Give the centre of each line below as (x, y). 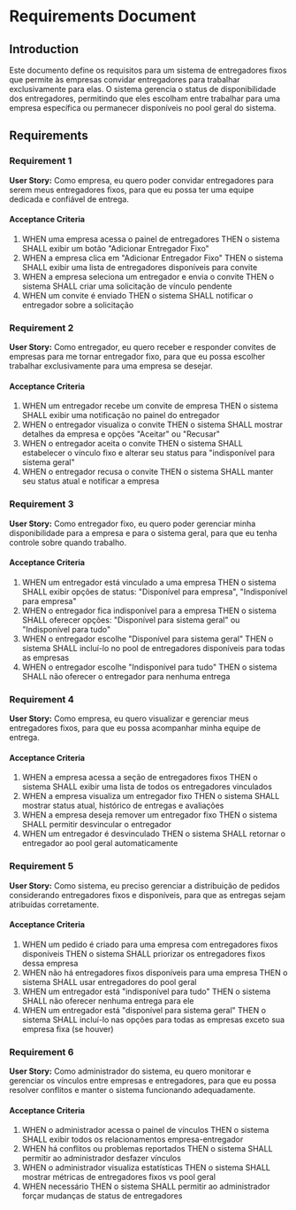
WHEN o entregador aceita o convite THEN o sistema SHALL (132, 444)
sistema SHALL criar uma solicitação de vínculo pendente (127, 286)
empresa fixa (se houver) (68, 1028)
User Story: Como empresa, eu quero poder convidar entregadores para (141, 180)
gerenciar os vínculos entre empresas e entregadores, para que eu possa (143, 1081)
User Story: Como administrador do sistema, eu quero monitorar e (130, 1071)
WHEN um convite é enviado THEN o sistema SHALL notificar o (137, 295)
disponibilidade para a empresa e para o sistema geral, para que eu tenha (143, 532)
